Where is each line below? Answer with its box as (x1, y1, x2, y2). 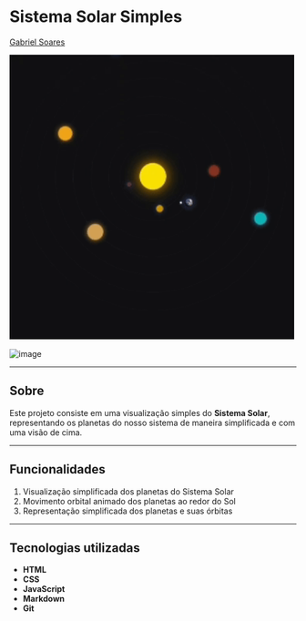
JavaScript (22, 584, 66, 595)
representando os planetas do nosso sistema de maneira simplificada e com (9, 417, 296, 428)
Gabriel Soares (9, 36, 66, 47)
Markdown (22, 594, 66, 605)
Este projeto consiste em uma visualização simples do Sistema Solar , (9, 407, 270, 418)
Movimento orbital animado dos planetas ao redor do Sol (22, 495, 237, 506)
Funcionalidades (9, 462, 107, 477)
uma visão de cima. (9, 426, 83, 438)
